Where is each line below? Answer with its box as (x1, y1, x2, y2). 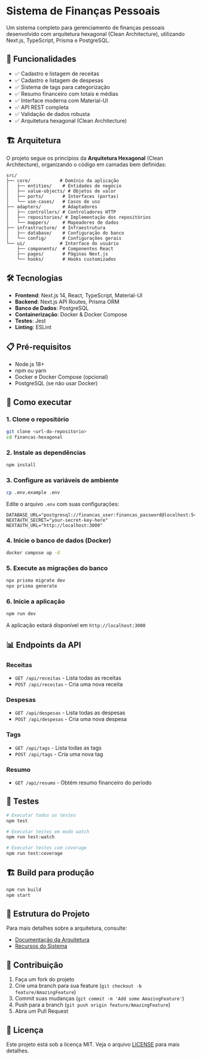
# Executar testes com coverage (6, 845, 87, 851)
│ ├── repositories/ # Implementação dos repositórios (6, 214, 151, 220)
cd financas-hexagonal (6, 434, 63, 440)
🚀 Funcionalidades (6, 54, 77, 64)
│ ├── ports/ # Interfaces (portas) (6, 193, 119, 199)
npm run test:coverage (6, 851, 63, 857)
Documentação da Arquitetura (14, 936, 90, 944)
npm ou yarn (14, 367, 47, 375)
